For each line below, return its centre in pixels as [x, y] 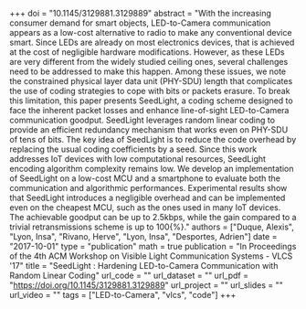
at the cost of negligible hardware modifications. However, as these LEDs [147, 52]
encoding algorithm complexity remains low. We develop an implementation [152, 169]
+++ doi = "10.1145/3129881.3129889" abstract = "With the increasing [140, 13]
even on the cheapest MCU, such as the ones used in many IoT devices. [145, 208]
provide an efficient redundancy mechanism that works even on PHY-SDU [149, 130]
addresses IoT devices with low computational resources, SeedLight [138, 159]
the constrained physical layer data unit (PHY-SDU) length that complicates [151, 81]
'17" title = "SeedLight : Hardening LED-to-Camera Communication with [144, 266]
